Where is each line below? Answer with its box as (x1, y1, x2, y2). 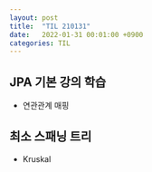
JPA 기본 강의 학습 (9, 74, 107, 90)
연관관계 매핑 (22, 100, 70, 111)
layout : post (9, 13, 59, 23)
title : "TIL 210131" (9, 22, 91, 31)
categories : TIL (9, 38, 71, 48)
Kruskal (22, 153, 52, 164)
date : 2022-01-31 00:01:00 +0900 (9, 30, 144, 39)
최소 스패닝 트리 (9, 129, 92, 145)
